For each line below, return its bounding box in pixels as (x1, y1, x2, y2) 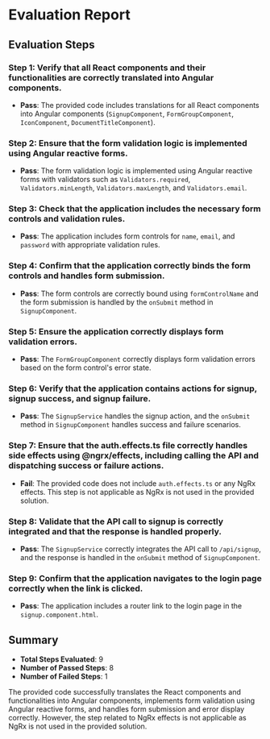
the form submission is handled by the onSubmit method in (19, 297, 214, 307)
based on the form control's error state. (19, 363, 152, 372)
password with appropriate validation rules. (19, 240, 160, 250)
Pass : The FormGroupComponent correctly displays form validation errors (19, 355, 255, 364)
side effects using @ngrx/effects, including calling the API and (8, 450, 260, 461)
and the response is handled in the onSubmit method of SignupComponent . (19, 552, 260, 562)
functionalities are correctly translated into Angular (8, 72, 214, 83)
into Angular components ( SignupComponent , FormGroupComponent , (19, 109, 234, 118)
